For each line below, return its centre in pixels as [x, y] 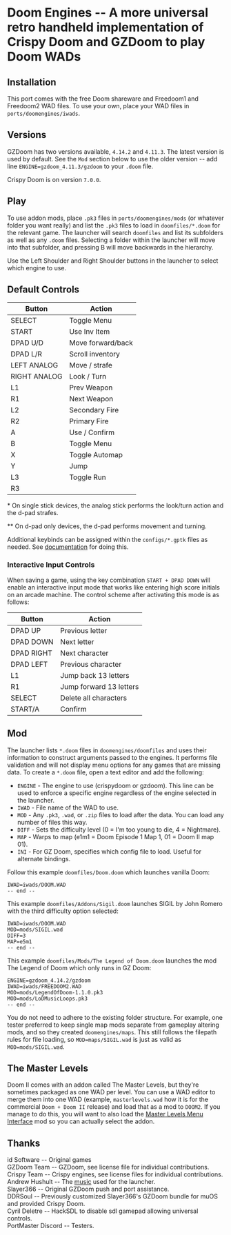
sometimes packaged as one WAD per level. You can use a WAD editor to [111, 1092]
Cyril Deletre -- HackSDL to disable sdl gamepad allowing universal [103, 1211]
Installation [32, 82]
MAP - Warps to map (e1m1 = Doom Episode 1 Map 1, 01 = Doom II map [115, 836]
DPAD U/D [27, 343]
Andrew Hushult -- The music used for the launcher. [81, 1182]
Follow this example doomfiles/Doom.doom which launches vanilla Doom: [109, 872]
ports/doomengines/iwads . [44, 113]
